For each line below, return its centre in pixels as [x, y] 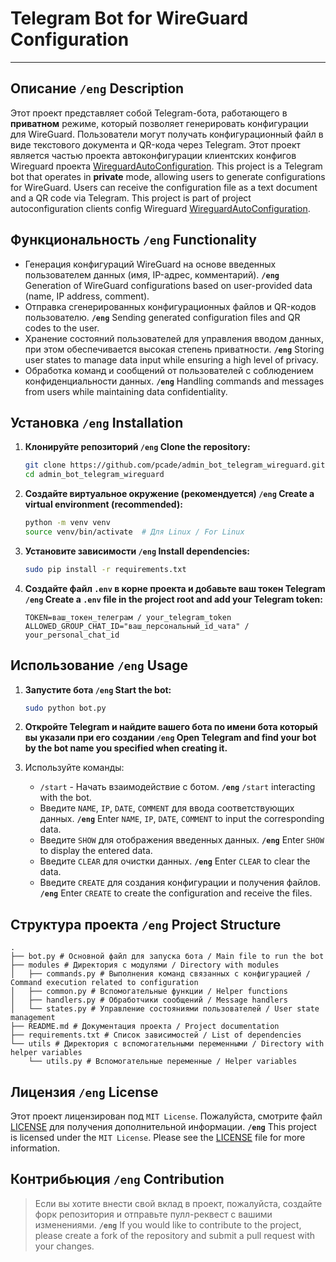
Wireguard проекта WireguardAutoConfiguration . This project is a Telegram [166, 166]
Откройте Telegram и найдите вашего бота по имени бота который [171, 727]
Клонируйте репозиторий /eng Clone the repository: [137, 447]
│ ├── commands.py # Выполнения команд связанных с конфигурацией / [160, 974]
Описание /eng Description [97, 88]
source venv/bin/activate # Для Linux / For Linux [134, 532]
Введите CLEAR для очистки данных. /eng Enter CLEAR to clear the [175, 861]
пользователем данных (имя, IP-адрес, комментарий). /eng [152, 274]
